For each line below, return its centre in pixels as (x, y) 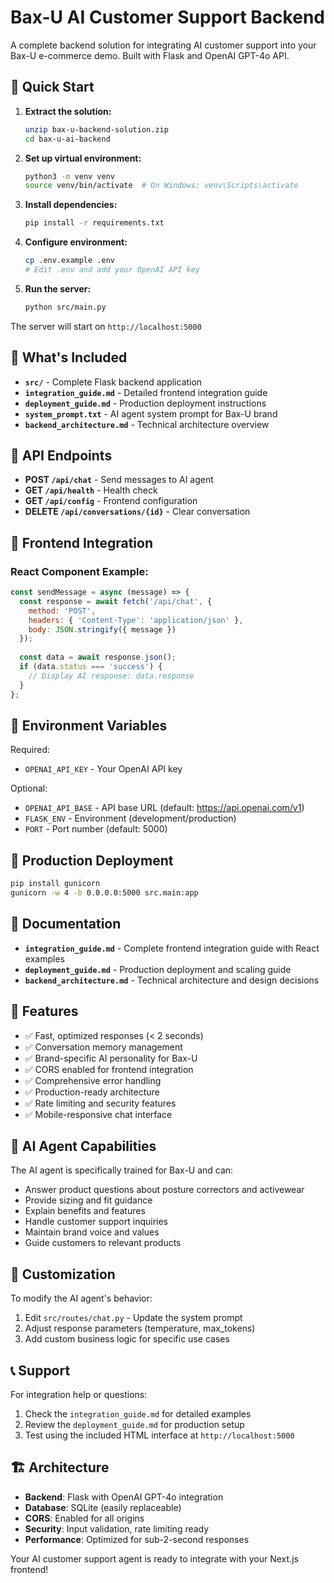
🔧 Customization (63, 1274)
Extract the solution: (68, 111)
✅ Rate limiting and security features (100, 1103)
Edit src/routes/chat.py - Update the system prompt (133, 1318)
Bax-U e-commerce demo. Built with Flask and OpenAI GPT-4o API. (150, 55)
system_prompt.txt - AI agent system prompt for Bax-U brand (151, 413)
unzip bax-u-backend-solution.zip (96, 129)
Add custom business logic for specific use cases (127, 1339)
